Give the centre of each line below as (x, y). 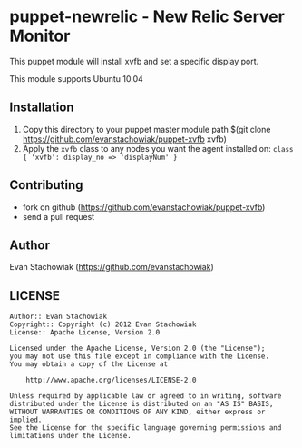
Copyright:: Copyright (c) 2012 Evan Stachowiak (103, 324)
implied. (26, 420)
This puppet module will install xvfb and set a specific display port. (134, 61)
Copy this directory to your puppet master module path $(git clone (146, 129)
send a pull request (58, 216)
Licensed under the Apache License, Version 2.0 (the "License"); (137, 348)
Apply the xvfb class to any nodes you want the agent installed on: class (158, 148)
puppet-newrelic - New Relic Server (147, 17)
